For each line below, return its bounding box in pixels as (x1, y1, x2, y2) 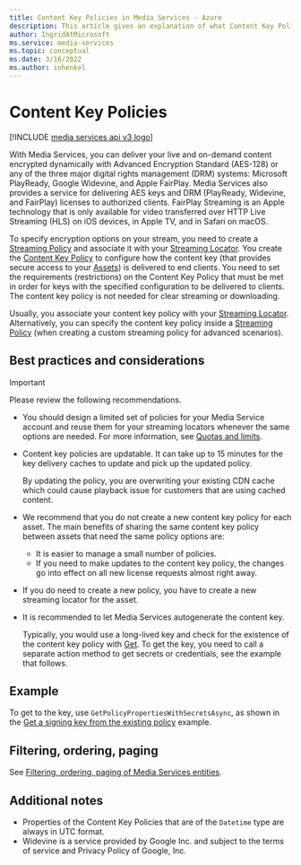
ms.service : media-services (9, 38, 115, 48)
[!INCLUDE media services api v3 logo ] (9, 131, 154, 142)
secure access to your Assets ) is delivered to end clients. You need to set (9, 261, 280, 272)
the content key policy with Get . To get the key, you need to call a (21, 639, 264, 649)
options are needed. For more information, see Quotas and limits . (21, 430, 262, 441)
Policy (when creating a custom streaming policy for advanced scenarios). (9, 327, 284, 338)
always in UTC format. (21, 826, 105, 837)
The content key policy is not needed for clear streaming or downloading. (9, 290, 280, 301)
